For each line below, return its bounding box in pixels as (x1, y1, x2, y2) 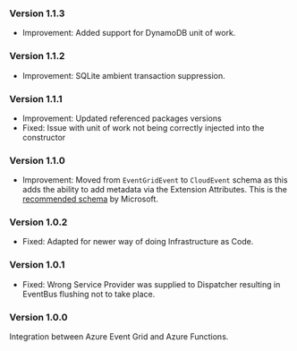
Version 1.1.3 (9, 7, 65, 20)
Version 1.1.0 (9, 154, 65, 167)
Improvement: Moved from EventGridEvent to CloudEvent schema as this (21, 175, 288, 185)
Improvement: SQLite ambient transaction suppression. (21, 70, 225, 81)
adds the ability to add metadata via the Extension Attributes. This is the (21, 184, 288, 195)
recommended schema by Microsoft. (21, 193, 159, 204)
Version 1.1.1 (9, 92, 63, 105)
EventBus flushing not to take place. (21, 288, 156, 299)
